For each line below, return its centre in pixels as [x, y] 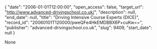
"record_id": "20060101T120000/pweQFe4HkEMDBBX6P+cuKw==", [74, 22]
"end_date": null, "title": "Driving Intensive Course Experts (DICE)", [72, 17]
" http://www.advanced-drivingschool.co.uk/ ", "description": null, [71, 12]
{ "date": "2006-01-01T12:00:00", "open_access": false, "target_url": [74, 7]
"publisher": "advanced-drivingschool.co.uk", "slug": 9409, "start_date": [78, 28]
